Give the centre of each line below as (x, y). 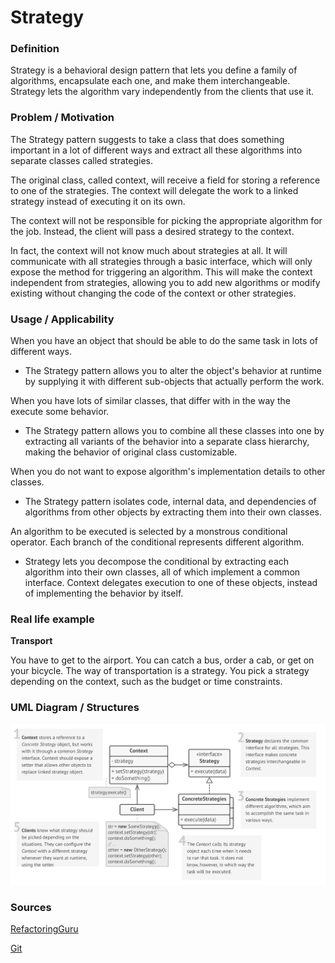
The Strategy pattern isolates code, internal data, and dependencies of (170, 502)
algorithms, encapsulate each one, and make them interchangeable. (150, 81)
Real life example (52, 619)
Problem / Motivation (62, 118)
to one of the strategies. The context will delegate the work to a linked (154, 190)
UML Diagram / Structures (75, 708)
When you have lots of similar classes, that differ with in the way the (150, 401)
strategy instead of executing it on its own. (98, 201)
